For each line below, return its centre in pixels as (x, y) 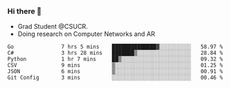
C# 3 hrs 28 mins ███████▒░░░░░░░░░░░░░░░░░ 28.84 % (115, 53)
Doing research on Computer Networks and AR (86, 34)
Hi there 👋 (25, 11)
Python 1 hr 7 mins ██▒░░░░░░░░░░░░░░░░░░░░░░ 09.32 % (115, 59)
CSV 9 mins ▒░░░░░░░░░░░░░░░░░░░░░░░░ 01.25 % (115, 65)
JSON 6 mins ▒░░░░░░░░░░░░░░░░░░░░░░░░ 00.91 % (115, 72)
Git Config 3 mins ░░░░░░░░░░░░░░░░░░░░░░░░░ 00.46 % (115, 78)
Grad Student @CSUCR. (53, 27)
